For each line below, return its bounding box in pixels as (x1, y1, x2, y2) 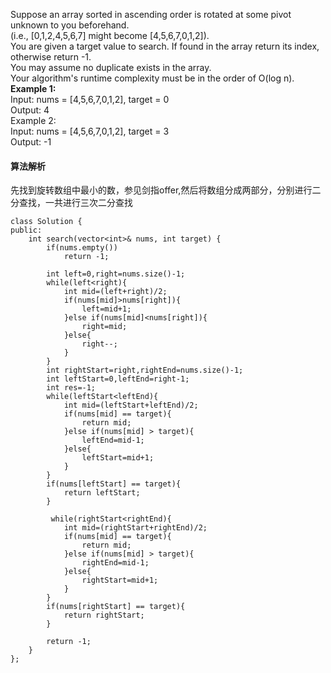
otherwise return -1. (10, 51, 92, 63)
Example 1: (10, 83, 57, 94)
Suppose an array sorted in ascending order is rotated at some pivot (10, 9, 292, 20)
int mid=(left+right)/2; (63, 287, 168, 297)
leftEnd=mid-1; (81, 435, 145, 446)
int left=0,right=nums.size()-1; (46, 269, 186, 279)
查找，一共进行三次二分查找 (18, 197, 133, 209)
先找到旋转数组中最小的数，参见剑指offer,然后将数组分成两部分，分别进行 (10, 184, 313, 196)
